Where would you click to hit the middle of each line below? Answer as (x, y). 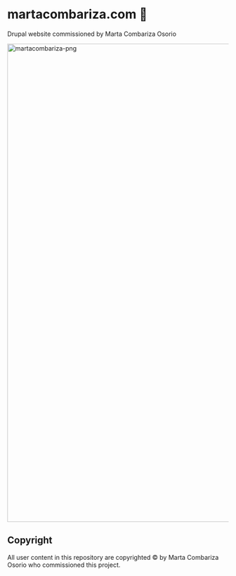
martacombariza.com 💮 (77, 14)
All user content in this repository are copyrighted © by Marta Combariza (113, 557)
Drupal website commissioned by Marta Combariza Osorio (92, 34)
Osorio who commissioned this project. (64, 565)
